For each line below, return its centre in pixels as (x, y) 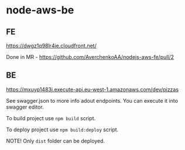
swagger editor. (25, 107)
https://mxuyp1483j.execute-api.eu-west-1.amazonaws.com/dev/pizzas (92, 89)
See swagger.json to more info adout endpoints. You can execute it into (92, 100)
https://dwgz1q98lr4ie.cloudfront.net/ (51, 46)
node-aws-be (40, 10)
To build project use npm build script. (51, 118)
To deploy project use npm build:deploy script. (62, 130)
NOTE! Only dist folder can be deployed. (56, 141)
